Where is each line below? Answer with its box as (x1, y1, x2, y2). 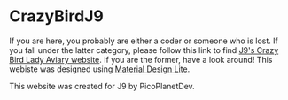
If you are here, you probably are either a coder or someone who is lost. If (9, 35, 279, 46)
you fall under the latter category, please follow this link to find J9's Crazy (9, 44, 279, 55)
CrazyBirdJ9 (9, 6, 104, 27)
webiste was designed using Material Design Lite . (9, 64, 191, 74)
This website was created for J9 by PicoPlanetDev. (9, 81, 195, 91)
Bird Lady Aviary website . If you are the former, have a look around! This (9, 54, 273, 65)
